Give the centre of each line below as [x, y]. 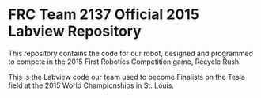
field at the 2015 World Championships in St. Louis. [91, 85]
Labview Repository [75, 31]
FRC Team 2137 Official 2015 [104, 15]
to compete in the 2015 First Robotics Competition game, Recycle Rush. [125, 62]
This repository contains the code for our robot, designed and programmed [131, 53]
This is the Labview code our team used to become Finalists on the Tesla [127, 77]
